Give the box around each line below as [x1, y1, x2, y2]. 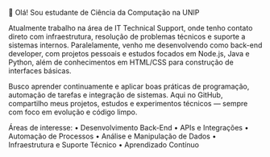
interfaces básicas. [8, 66, 72, 76]
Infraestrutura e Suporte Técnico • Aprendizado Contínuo [8, 140, 200, 149]
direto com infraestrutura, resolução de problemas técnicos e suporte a [8, 32, 246, 41]
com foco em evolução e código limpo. [8, 107, 138, 117]
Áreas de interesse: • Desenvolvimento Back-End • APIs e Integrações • [8, 123, 249, 132]
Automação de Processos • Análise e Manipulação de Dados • [8, 131, 217, 141]
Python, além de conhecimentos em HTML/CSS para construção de [8, 57, 234, 67]
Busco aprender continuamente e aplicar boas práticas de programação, [8, 81, 250, 91]
